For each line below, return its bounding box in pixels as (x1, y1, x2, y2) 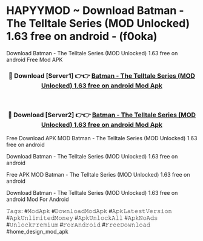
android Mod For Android (6, 195, 69, 203)
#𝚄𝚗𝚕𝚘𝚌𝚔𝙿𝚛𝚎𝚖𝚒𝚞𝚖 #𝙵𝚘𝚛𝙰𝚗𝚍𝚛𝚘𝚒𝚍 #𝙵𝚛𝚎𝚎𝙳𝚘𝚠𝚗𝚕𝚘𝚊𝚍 (6, 221, 150, 228)
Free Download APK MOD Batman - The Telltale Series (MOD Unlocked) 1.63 (6, 134, 198, 141)
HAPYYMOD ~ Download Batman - (6, 4, 184, 18)
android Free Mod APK (6, 56, 63, 63)
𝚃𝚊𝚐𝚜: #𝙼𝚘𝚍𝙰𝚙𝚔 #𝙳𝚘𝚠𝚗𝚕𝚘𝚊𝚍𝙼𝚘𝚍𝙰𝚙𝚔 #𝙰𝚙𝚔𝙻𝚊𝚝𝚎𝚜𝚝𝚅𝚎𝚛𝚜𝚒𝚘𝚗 (6, 207, 173, 214)
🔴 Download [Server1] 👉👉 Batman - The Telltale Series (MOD (8, 71, 196, 80)
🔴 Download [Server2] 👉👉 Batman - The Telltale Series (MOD (8, 110, 196, 119)
